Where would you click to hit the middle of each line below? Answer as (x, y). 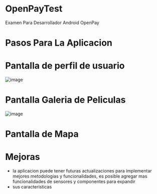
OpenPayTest (34, 9)
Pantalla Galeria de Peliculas (65, 100)
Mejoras (23, 157)
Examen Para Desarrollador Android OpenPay (52, 23)
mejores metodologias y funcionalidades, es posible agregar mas (80, 176)
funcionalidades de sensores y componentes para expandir (74, 181)
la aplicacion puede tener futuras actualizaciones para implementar (82, 171)
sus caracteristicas (32, 187)
